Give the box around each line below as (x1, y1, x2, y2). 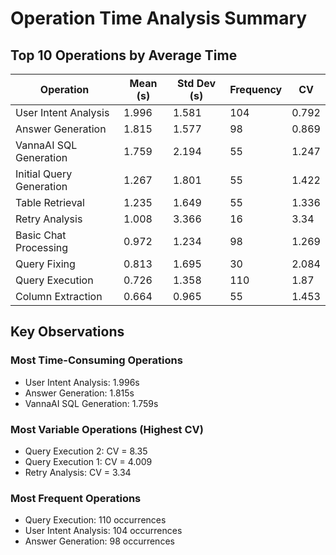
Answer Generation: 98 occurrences (24, 535, 175, 547)
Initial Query (15, 167, 73, 181)
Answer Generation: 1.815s (24, 387, 135, 399)
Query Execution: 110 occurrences (24, 514, 167, 526)
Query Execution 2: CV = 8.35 (24, 445, 148, 457)
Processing (15, 241, 69, 254)
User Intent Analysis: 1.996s (24, 376, 140, 388)
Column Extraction (15, 290, 103, 303)
